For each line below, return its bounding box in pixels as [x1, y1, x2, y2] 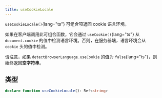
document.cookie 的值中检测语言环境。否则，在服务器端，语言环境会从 [5, 37, 146, 43]
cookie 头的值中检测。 [5, 43, 50, 49]
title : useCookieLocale [5, 7, 54, 12]
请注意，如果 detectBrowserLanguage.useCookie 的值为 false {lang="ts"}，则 [5, 54, 157, 60]
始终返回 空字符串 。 [5, 60, 44, 65]
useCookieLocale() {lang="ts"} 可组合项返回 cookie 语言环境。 [5, 21, 129, 27]
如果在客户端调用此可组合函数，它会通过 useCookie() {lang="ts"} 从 [5, 31, 140, 37]
